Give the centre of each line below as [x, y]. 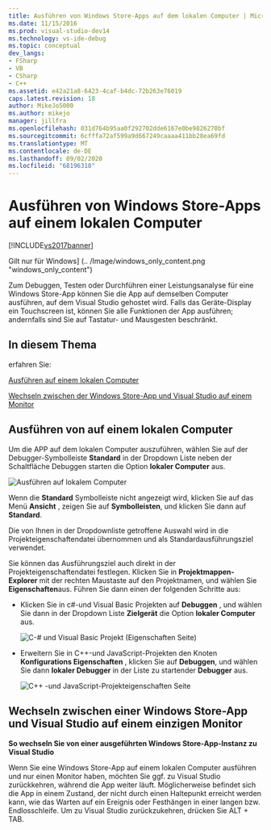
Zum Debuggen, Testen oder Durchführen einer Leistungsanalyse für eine [131, 285]
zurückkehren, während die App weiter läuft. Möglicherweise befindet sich [132, 785]
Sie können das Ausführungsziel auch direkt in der [92, 563]
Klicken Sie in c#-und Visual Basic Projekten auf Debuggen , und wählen [141, 604]
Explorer [23, 580]
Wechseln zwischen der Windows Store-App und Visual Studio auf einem [130, 396]
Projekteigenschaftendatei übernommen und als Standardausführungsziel [131, 539]
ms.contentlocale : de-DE [50, 151]
